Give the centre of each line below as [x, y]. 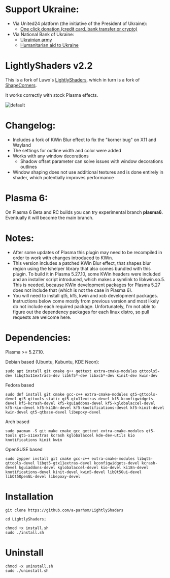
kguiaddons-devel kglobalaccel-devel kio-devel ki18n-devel [83, 467]
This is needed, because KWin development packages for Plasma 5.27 [87, 285]
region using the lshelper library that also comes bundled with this [82, 268]
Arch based [17, 422]
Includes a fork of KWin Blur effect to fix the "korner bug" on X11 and [84, 140]
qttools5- [149, 371]
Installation [29, 496]
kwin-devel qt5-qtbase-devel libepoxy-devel [53, 412]
